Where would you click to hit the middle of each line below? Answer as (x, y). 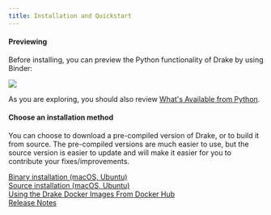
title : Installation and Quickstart (70, 16)
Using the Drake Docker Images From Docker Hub (92, 194)
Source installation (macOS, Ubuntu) (69, 186)
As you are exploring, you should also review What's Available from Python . (134, 99)
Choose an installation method (61, 117)
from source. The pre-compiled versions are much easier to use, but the (129, 144)
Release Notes (32, 203)
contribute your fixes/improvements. (69, 162)
